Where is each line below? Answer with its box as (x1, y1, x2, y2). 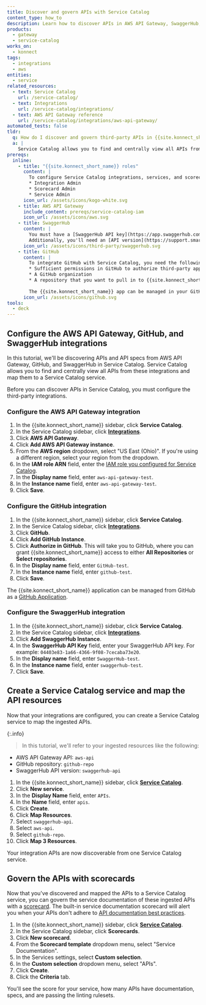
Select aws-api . (15, 824, 54, 831)
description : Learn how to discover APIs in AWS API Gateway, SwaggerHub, (7, 20, 202, 26)
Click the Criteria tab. (15, 973, 71, 980)
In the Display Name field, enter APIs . (15, 791, 111, 799)
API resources (7, 695, 62, 706)
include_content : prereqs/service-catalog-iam (23, 209, 144, 215)
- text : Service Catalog (12, 89, 76, 95)
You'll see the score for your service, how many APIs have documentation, (7, 985, 195, 993)
